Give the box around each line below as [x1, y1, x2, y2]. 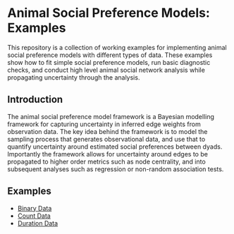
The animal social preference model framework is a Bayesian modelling [7, 112, 215, 121]
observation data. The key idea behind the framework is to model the [7, 127, 208, 135]
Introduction [7, 94, 63, 106]
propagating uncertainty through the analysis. [7, 73, 140, 82]
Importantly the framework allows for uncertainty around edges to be [7, 149, 208, 158]
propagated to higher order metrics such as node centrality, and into [7, 157, 206, 166]
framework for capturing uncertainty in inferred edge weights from [7, 120, 201, 128]
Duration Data [17, 218, 58, 227]
